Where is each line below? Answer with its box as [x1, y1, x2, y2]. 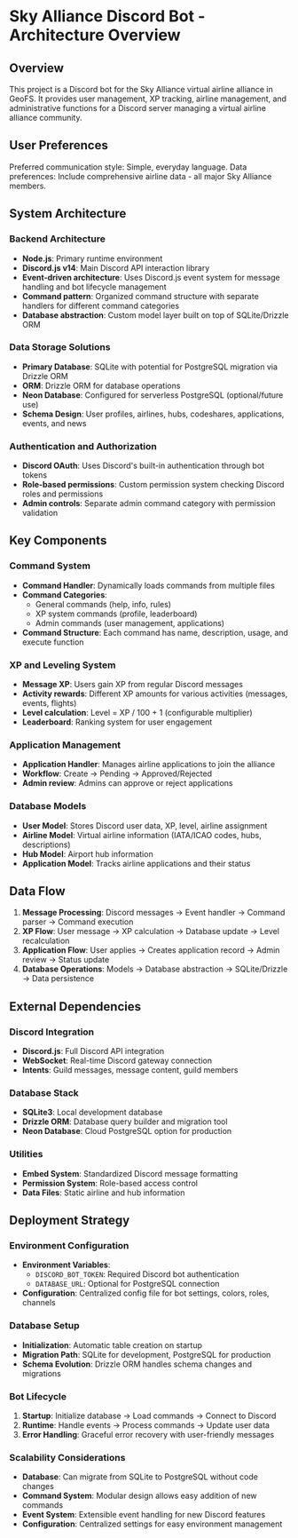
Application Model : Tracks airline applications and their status [21, 858, 251, 868]
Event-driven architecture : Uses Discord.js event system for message [21, 272, 281, 282]
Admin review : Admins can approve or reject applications [21, 778, 233, 789]
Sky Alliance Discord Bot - [9, 6, 206, 27]
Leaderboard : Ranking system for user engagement [21, 717, 213, 727]
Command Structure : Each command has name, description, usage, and [21, 627, 288, 638]
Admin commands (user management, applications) [35, 617, 224, 628]
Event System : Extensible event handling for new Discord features [21, 1510, 266, 1520]
